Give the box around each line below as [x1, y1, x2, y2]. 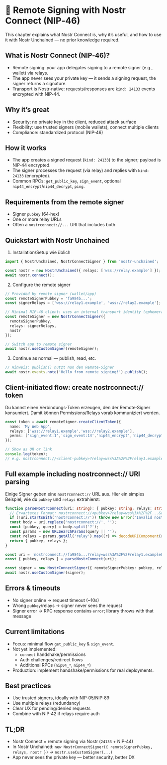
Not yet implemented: [12, 646, 57, 652]
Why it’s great [5, 106, 50, 114]
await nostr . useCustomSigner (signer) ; [5, 570, 85, 575]
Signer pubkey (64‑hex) [12, 211, 60, 217]
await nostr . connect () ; [5, 273, 55, 278]
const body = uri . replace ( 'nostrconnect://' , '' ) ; [9, 520, 117, 525]
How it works [5, 144, 47, 152]
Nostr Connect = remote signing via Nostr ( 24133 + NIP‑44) [12, 739, 133, 745]
